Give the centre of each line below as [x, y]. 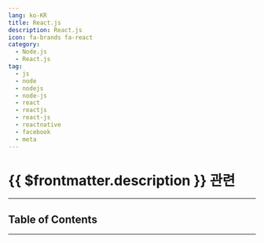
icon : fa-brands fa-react [50, 37]
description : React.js [45, 30]
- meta [26, 139]
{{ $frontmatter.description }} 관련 [122, 180]
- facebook [33, 132]
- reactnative [38, 125]
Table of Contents [53, 219]
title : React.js [35, 23]
